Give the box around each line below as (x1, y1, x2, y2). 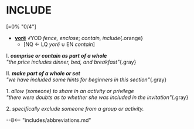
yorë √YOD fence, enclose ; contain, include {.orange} (14, 34, 144, 41)
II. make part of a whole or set (6, 70, 80, 77)
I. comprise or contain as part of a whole (6, 52, 107, 59)
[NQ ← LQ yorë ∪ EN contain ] (23, 41, 96, 48)
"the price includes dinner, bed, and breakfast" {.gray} (6, 58, 137, 65)
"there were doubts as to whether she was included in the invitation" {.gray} (6, 94, 189, 101)
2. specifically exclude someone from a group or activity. (6, 105, 144, 112)
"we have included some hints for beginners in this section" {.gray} (6, 76, 167, 83)
